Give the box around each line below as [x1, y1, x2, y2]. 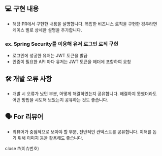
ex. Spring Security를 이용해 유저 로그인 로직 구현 [5, 40, 118, 47]
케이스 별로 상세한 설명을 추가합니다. [12, 27, 82, 33]
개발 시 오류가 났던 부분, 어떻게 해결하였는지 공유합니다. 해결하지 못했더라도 [12, 91, 157, 96]
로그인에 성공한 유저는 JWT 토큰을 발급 [12, 53, 88, 59]
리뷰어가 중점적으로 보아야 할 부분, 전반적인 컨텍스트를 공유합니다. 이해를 [12, 128, 152, 134]
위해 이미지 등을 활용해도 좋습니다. [17, 135, 84, 141]
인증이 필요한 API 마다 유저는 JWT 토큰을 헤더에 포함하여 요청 [12, 59, 131, 65]
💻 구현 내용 [5, 4, 39, 13]
